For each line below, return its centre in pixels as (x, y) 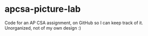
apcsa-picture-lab (43, 9)
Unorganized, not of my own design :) (43, 28)
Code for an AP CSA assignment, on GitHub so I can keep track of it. (74, 23)
